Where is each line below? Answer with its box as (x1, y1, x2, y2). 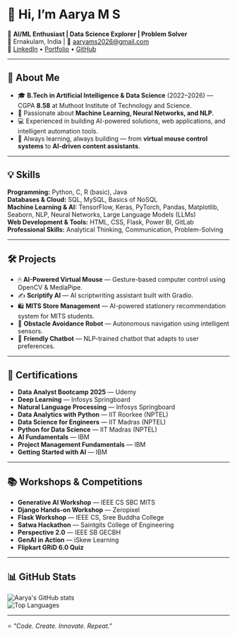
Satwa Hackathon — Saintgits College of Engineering (17, 520, 174, 529)
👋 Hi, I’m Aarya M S (7, 6, 121, 23)
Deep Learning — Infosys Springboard (17, 395, 130, 404)
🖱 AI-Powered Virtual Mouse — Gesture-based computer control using (17, 275, 226, 284)
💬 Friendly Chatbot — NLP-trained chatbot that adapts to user (17, 335, 199, 343)
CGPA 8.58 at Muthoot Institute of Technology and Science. (17, 101, 192, 109)
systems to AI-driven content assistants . (17, 141, 140, 150)
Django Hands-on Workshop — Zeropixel (17, 506, 140, 514)
